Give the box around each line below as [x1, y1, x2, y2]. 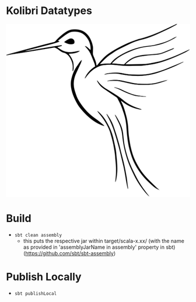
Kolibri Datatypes [6, 4, 92, 18]
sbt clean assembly [14, 232, 62, 238]
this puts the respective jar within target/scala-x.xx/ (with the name [23, 237, 185, 244]
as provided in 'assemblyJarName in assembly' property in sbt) [23, 244, 176, 251]
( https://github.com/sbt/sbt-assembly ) [23, 249, 116, 256]
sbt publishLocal [14, 290, 57, 296]
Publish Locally [6, 270, 82, 284]
